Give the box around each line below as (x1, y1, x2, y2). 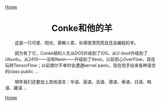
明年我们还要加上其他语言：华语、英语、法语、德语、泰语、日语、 (14, 79, 147, 84)
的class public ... (5, 68, 39, 74)
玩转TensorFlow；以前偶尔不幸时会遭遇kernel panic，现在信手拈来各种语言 (5, 62, 156, 68)
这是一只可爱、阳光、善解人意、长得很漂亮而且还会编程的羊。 (14, 40, 139, 45)
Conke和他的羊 (51, 23, 113, 34)
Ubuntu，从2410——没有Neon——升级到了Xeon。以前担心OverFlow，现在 (5, 56, 156, 62)
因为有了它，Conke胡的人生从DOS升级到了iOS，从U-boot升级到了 (14, 50, 148, 56)
